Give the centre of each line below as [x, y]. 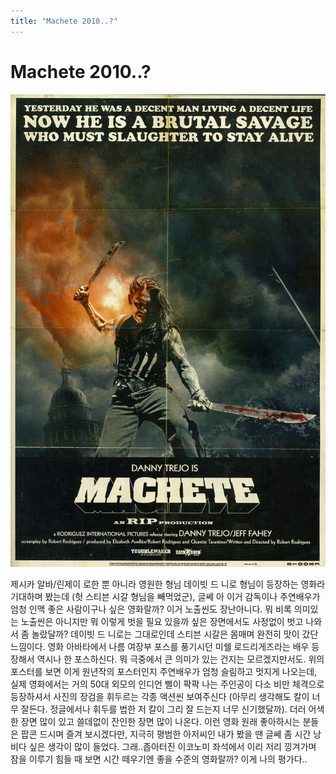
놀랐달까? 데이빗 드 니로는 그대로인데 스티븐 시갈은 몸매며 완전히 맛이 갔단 [175, 634]
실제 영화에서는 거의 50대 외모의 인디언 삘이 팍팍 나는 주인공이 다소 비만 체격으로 [167, 684]
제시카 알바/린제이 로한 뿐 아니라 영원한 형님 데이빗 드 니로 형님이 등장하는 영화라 [168, 584]
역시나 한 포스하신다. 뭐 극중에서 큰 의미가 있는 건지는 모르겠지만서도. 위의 [180, 659]
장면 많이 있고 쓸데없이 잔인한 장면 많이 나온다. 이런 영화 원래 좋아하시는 [160, 722]
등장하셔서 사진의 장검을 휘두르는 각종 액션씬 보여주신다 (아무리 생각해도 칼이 [160, 697]
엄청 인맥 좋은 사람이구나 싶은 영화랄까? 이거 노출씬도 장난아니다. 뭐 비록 [151, 609]
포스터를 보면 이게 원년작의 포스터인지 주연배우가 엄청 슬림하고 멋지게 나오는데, [164, 672]
